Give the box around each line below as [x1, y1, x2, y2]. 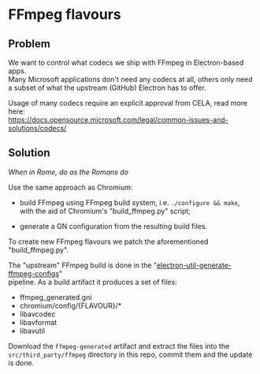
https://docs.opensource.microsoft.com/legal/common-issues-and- [8, 115, 228, 124]
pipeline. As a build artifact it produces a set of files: [8, 277, 177, 286]
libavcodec [19, 309, 56, 319]
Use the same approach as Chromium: [8, 182, 133, 192]
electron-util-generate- [156, 260, 232, 270]
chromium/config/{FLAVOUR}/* [19, 301, 122, 310]
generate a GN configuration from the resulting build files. [19, 221, 207, 230]
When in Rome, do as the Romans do [8, 167, 128, 177]
